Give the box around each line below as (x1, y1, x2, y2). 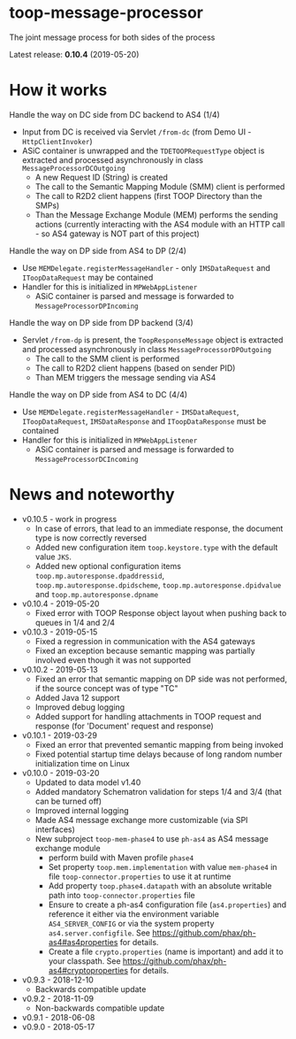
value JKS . (34, 551, 72, 562)
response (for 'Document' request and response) (34, 720, 214, 731)
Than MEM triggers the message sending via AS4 (34, 372, 216, 382)
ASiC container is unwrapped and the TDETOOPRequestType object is (21, 145, 265, 156)
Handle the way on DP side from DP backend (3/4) (9, 317, 194, 327)
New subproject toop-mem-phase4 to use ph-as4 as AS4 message (34, 833, 269, 843)
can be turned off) (34, 796, 102, 806)
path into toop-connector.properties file (48, 889, 196, 900)
